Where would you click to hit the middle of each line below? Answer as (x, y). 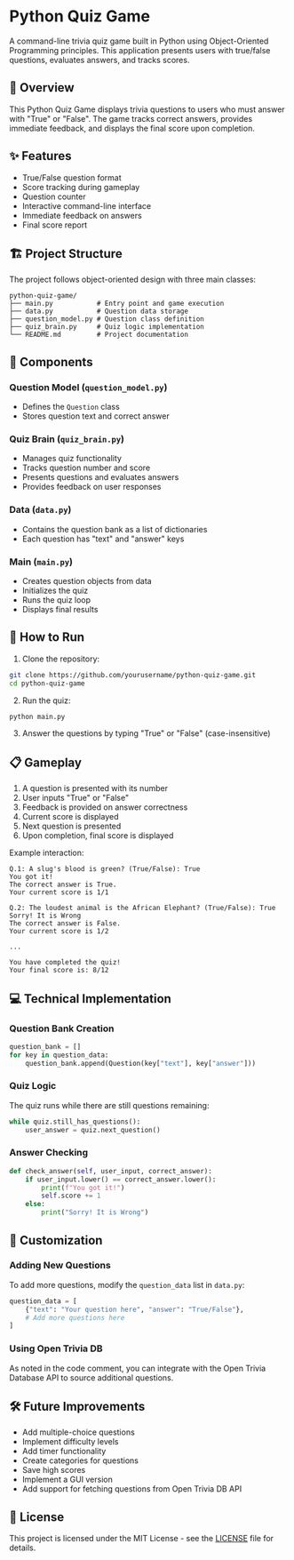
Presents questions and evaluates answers (100, 477)
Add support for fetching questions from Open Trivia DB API (132, 1489)
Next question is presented (72, 826)
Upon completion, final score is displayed (98, 836)
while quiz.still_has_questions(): (75, 1122)
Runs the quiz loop (56, 600)
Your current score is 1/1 (59, 892)
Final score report (55, 225)
